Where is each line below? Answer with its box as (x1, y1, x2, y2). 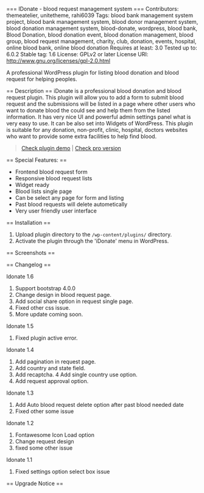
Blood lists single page (15, 188, 72, 195)
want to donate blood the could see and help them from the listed (6, 107, 171, 114)
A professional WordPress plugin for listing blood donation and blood (6, 69, 180, 76)
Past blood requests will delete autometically (15, 201, 128, 208)
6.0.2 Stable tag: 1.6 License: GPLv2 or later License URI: (6, 51, 149, 57)
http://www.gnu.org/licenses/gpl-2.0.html (6, 57, 111, 64)
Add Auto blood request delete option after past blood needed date (15, 401, 184, 408)
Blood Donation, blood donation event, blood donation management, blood (6, 31, 194, 38)
